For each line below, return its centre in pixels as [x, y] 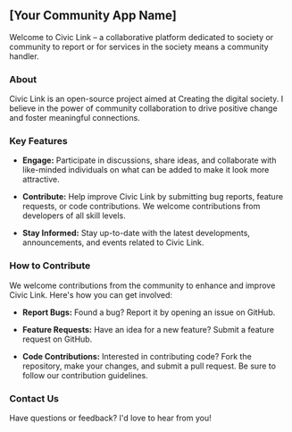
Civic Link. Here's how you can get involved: [91, 294]
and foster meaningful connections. [75, 118]
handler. [24, 56]
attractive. [41, 180]
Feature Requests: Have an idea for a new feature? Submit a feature [148, 329]
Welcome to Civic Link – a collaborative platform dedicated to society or [142, 37]
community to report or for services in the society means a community [139, 47]
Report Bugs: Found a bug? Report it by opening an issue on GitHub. [149, 312]
